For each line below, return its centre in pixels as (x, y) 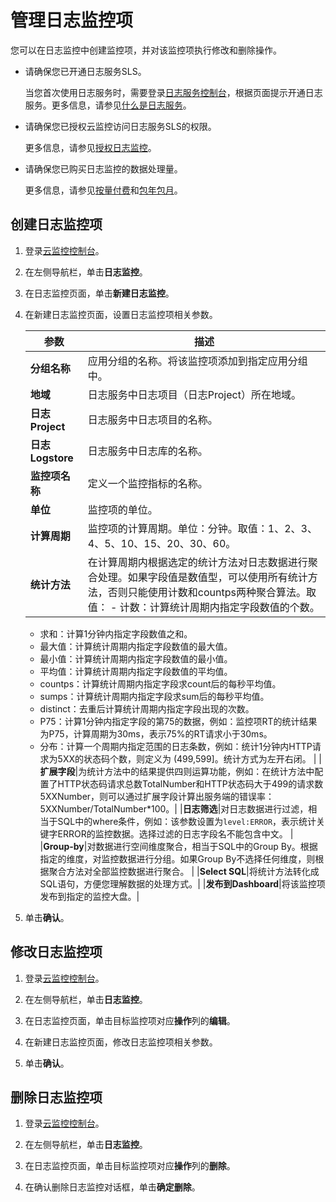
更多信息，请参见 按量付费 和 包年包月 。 (103, 190)
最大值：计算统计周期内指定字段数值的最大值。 (136, 646)
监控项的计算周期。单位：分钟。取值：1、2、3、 (202, 528)
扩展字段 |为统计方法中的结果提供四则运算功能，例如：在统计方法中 (177, 771)
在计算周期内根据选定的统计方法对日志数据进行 (197, 562)
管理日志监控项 (72, 20)
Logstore (51, 458)
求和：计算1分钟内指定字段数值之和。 (116, 633)
